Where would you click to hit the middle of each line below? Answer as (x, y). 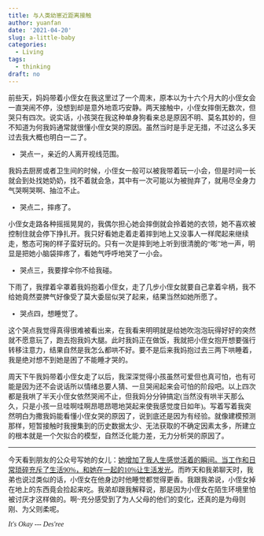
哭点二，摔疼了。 (47, 207)
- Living (29, 52)
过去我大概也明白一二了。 (49, 138)
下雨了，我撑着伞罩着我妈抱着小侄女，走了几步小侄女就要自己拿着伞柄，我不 (132, 287)
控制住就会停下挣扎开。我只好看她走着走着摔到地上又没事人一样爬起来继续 (128, 234)
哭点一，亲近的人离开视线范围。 (71, 154)
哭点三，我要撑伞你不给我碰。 (68, 270)
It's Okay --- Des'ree (36, 524)
